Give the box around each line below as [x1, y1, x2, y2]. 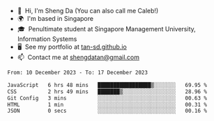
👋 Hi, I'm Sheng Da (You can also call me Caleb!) [17, 7, 159, 15]
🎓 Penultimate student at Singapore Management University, [17, 25, 197, 33]
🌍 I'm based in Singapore [17, 15, 94, 22]
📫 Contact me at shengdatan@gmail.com [17, 53, 140, 61]
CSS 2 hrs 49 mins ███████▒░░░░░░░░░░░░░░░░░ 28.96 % [7, 88, 208, 95]
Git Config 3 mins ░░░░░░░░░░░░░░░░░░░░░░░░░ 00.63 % [7, 95, 208, 102]
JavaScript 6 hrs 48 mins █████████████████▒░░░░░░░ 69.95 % [7, 81, 208, 88]
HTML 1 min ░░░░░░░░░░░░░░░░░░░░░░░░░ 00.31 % [7, 101, 208, 108]
